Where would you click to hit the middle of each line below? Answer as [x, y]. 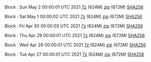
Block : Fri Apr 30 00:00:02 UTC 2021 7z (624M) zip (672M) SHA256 [74, 26]
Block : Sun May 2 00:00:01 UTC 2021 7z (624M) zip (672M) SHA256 [74, 7]
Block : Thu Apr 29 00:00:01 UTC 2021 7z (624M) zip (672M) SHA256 [75, 35]
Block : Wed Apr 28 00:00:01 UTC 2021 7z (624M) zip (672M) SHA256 [75, 45]
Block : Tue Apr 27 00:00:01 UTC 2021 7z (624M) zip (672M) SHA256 [74, 54]
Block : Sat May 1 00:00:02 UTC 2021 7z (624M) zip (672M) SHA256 [73, 16]
